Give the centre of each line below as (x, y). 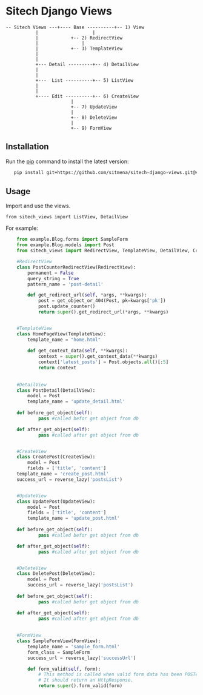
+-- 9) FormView (91, 128)
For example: (22, 228)
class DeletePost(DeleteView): (56, 574)
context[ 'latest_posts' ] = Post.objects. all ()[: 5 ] (103, 362)
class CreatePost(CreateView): (56, 457)
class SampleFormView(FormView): (59, 641)
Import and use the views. (38, 206)
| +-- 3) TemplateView (79, 49)
